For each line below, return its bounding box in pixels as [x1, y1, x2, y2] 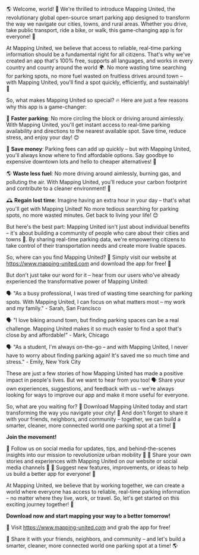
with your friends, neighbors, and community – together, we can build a [6, 416, 181, 422]
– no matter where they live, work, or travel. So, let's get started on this [6, 494, 180, 501]
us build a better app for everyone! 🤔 [6, 470, 96, 477]
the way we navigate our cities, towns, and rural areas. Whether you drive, [6, 20, 188, 27]
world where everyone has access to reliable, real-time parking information [6, 488, 190, 495]
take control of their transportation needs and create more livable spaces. [6, 242, 187, 249]
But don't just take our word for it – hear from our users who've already [6, 272, 180, 279]
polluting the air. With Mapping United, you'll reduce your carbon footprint [6, 179, 187, 185]
